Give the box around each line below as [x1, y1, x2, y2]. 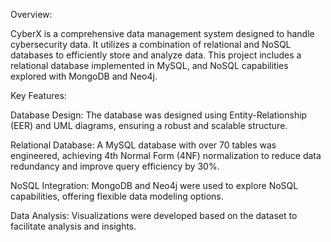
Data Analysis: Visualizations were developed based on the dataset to [10, 210, 298, 221]
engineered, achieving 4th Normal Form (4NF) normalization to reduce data [10, 150, 322, 161]
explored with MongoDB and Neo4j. [10, 70, 158, 82]
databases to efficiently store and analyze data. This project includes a [10, 49, 302, 61]
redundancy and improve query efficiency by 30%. [10, 160, 220, 172]
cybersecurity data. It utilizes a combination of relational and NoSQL [10, 39, 292, 50]
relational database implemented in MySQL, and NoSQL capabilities [10, 60, 289, 71]
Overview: [10, 9, 53, 20]
